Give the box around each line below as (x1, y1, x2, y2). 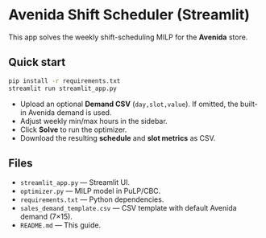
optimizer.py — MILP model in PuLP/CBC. (19, 187, 161, 196)
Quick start (8, 55, 66, 69)
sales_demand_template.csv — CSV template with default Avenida (19, 203, 237, 213)
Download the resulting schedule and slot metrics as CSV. (19, 133, 216, 142)
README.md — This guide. (19, 220, 102, 230)
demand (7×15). (19, 211, 73, 222)
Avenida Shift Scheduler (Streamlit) (8, 6, 250, 24)
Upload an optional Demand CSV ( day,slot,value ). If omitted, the (19, 99, 239, 109)
